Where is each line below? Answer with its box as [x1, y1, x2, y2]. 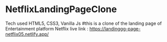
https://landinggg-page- [89, 25, 141, 31]
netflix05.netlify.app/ [5, 31, 49, 37]
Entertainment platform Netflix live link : [5, 25, 89, 31]
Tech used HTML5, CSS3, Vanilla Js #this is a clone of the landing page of [5, 20, 162, 26]
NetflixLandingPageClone [5, 4, 117, 15]
